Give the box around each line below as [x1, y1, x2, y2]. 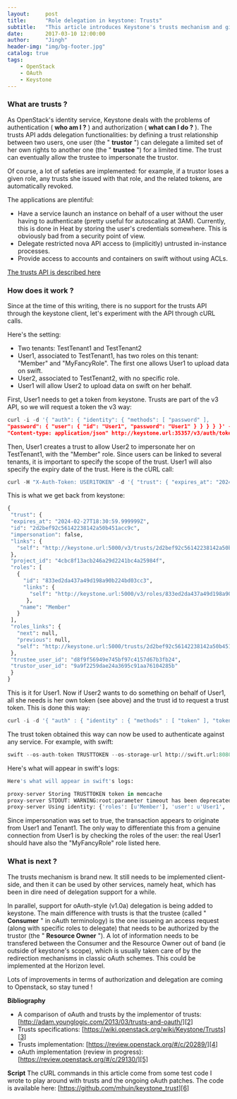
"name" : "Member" [20, 604, 71, 611]
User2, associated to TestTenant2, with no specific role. [17, 374, 180, 382]
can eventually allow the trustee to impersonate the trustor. [7, 153, 178, 161]
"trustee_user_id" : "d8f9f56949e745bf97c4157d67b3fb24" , [10, 656, 181, 663]
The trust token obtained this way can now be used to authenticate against [7, 729, 225, 739]
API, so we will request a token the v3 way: [7, 402, 132, 411]
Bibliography [7, 996, 46, 1004]
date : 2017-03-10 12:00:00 [7, 30, 106, 37]
